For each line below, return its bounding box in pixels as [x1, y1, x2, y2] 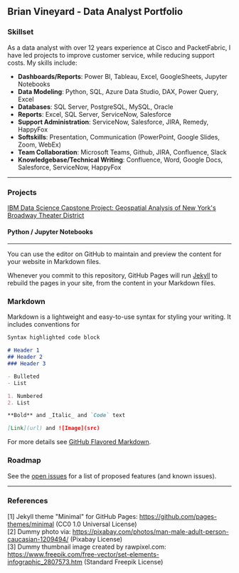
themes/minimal [7, 520, 55, 528]
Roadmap [7, 456, 41, 466]
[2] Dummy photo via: [7, 527, 71, 536]
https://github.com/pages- [139, 512, 217, 520]
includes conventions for [7, 320, 80, 329]
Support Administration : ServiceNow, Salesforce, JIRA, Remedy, [17, 117, 209, 126]
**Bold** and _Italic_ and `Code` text [7, 412, 126, 419]
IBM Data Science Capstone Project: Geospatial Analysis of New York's [7, 203, 216, 212]
